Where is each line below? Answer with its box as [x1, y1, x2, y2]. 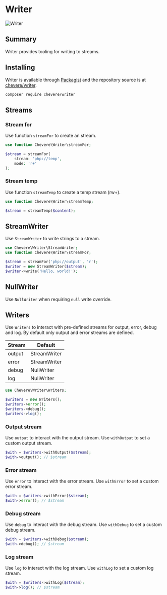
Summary [5, 35, 37, 44]
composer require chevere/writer [5, 92, 76, 97]
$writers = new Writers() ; [5, 397, 62, 402]
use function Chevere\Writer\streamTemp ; [5, 199, 94, 204]
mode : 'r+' [14, 161, 37, 166]
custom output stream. [5, 440, 52, 447]
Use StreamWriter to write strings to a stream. [5, 236, 100, 242]
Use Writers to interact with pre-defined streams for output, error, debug [5, 324, 157, 330]
